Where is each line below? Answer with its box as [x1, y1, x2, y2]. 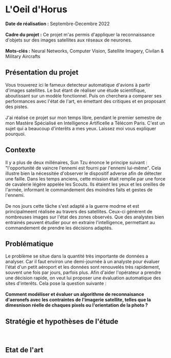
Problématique [5, 240, 54, 248]
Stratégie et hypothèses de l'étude [5, 317, 119, 326]
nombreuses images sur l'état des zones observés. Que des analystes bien [5, 214, 164, 220]
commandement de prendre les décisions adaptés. [5, 225, 113, 231]
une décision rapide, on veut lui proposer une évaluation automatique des [5, 275, 161, 281]
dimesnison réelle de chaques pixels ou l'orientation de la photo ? [5, 302, 148, 308]
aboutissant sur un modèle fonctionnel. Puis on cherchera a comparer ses [5, 92, 162, 98]
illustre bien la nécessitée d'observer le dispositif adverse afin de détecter [5, 170, 162, 176]
